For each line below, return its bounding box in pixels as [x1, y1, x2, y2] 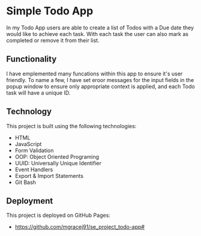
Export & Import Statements [14, 172, 84, 179]
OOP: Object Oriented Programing [14, 153, 100, 160]
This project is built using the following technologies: [6, 122, 137, 129]
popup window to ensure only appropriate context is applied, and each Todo [6, 83, 195, 90]
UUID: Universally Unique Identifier [14, 159, 102, 167]
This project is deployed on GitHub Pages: [6, 211, 111, 219]
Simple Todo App [6, 4, 94, 18]
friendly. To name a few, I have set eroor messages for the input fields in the [6, 76, 194, 83]
